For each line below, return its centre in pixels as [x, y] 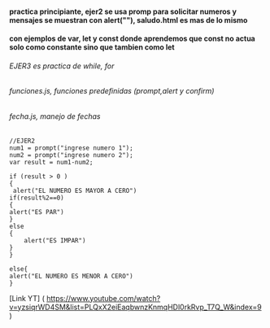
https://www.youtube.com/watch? [104, 298]
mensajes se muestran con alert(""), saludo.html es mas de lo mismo [128, 20]
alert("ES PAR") [37, 212]
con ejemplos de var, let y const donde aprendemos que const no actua [132, 39]
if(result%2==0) [37, 198]
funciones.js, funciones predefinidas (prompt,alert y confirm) [112, 91]
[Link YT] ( [27, 298]
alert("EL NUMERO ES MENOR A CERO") [71, 276]
